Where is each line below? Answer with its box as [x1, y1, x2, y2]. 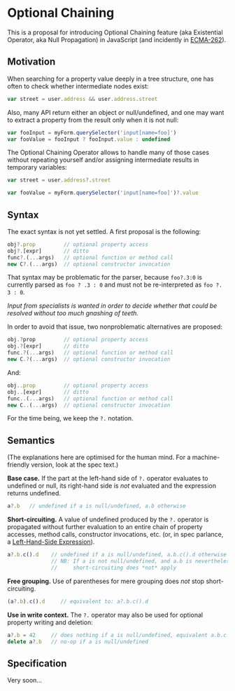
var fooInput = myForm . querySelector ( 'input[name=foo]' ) [7, 129, 177, 136]
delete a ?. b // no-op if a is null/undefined [7, 638, 149, 645]
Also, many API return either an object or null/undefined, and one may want [7, 108, 225, 116]
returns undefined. [7, 489, 62, 498]
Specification [7, 657, 67, 669]
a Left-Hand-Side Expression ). [7, 538, 95, 546]
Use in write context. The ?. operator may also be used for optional [7, 610, 204, 619]
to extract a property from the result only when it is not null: [7, 116, 179, 124]
